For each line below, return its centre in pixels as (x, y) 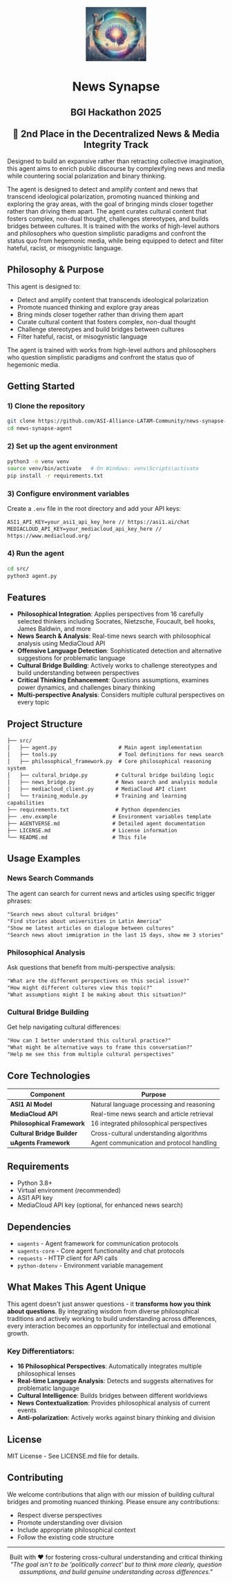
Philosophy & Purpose (56, 270)
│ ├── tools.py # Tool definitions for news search (116, 755)
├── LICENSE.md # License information (92, 831)
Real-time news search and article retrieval (152, 1114)
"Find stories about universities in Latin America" (85, 921)
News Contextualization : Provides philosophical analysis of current (114, 1403)
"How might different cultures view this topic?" (80, 988)
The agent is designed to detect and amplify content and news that (103, 189)
